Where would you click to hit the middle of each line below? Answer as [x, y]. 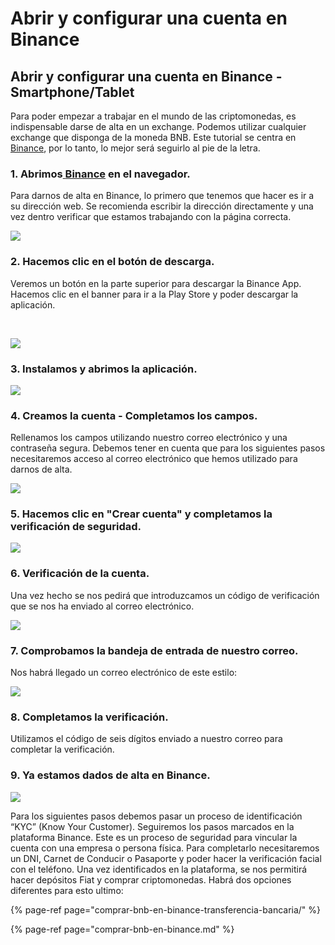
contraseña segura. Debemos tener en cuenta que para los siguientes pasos [168, 448]
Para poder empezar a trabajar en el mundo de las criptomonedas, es [153, 116]
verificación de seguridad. [76, 527]
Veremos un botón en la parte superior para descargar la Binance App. [156, 283]
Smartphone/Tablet [72, 92]
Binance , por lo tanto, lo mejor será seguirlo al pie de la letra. [135, 148]
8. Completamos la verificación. [89, 717]
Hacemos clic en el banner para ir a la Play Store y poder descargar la [154, 294]
